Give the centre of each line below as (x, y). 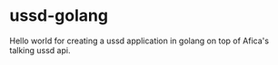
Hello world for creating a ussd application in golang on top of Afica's (139, 41)
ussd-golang (59, 16)
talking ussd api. (40, 50)
